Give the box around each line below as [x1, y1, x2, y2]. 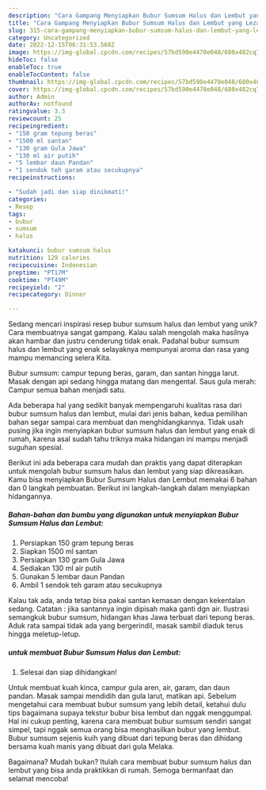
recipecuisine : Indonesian [8, 261, 97, 269]
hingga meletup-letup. [8, 629, 81, 639]
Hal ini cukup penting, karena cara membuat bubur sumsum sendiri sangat [8, 716, 252, 726]
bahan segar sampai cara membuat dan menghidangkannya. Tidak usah [8, 418, 244, 427]
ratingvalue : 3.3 [8, 108, 66, 116]
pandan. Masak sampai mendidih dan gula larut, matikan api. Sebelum [8, 691, 237, 701]
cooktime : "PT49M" [8, 276, 69, 284]
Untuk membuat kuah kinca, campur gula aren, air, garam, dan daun [8, 683, 230, 693]
